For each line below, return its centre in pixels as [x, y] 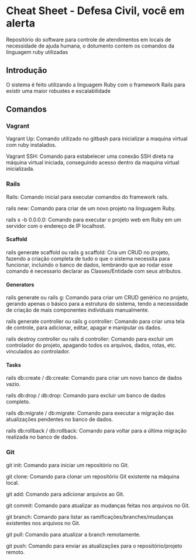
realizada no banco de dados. [42, 437]
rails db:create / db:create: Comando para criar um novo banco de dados [94, 378]
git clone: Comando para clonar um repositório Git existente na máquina [93, 476]
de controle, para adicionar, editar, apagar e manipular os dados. [84, 328]
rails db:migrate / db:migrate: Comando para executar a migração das [90, 413]
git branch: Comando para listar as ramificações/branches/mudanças [90, 517]
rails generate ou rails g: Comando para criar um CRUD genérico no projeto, [97, 298]
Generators [20, 284]
